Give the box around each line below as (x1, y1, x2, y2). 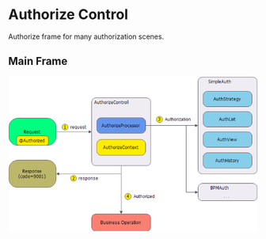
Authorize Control (8, 6, 129, 24)
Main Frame (8, 55, 68, 68)
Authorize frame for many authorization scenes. (8, 32, 165, 41)
